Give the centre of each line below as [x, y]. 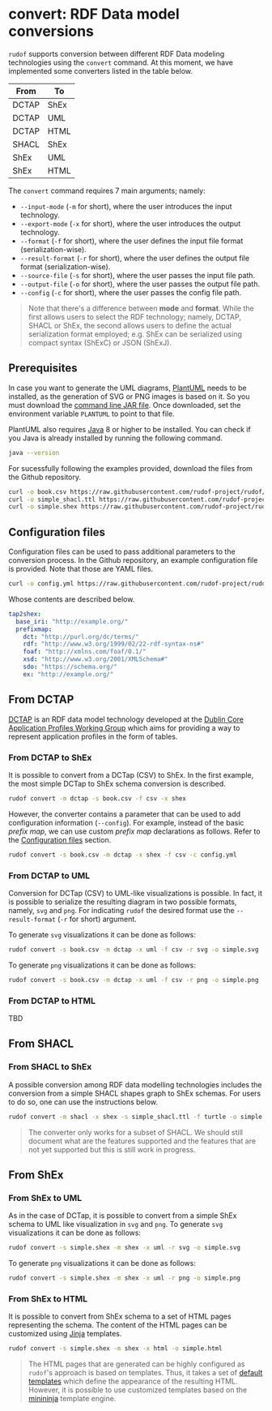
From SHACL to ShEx [50, 1067]
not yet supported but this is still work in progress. [112, 1149]
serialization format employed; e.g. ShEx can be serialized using [135, 334]
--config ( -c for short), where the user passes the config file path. [131, 292]
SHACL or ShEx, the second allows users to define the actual [130, 325]
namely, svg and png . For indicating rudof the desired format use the [121, 910]
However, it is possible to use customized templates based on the [138, 1390]
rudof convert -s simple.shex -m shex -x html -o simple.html [115, 1349]
